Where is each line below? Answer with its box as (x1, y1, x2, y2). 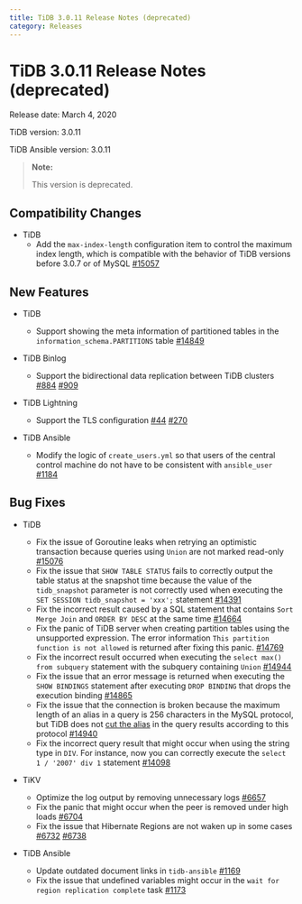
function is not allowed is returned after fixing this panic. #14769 (35, 641, 284, 652)
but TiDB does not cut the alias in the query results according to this (35, 718, 289, 729)
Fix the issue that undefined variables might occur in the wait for (35, 874, 279, 885)
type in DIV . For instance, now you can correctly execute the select (35, 747, 287, 758)
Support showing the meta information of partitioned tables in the (35, 326, 279, 337)
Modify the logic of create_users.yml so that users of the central (35, 450, 276, 461)
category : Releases (9, 22, 83, 31)
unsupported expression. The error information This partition (35, 632, 270, 643)
